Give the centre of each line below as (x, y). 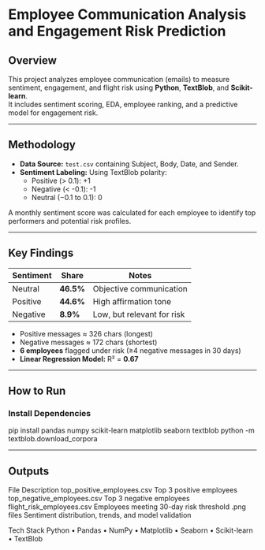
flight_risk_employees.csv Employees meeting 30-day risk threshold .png (127, 507)
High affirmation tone (132, 301)
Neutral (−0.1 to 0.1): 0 (67, 197)
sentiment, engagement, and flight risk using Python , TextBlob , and (119, 87)
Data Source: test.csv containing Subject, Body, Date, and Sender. (129, 164)
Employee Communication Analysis (127, 15)
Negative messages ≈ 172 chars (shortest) (88, 342)
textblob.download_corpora (53, 439)
